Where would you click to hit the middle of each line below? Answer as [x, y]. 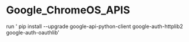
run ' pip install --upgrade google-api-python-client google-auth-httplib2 [95, 26]
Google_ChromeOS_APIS [68, 10]
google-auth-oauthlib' [33, 32]
